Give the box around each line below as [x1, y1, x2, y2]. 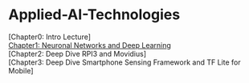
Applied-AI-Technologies [8, 6, 181, 24]
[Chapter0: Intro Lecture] [8, 32, 91, 41]
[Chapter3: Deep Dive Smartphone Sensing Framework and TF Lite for [8, 57, 241, 67]
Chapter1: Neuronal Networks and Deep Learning [8, 40, 171, 49]
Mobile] [8, 65, 34, 75]
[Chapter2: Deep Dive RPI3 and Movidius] [8, 49, 147, 58]
